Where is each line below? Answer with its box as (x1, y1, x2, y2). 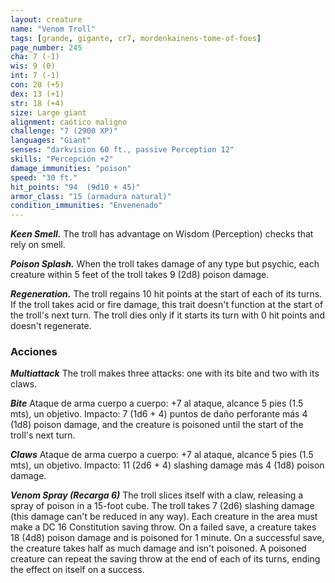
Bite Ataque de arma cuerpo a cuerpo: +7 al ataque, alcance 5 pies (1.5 (10, 397, 304, 410)
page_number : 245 (10, 42, 83, 53)
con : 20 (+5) (10, 80, 65, 90)
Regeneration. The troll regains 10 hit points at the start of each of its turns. (10, 288, 323, 300)
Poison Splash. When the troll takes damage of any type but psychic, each (10, 258, 320, 270)
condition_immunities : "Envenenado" (10, 201, 163, 211)
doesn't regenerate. (10, 320, 92, 332)
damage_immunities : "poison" (10, 163, 132, 173)
